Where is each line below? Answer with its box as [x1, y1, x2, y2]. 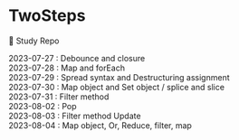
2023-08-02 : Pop [8, 100, 78, 111]
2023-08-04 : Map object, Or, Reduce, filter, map [8, 119, 192, 131]
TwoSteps [8, 5, 86, 26]
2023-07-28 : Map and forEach [8, 62, 126, 73]
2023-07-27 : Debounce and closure [8, 52, 146, 63]
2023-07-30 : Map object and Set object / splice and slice [8, 81, 225, 92]
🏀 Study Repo [8, 35, 60, 46]
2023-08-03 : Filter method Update [8, 110, 141, 121]
